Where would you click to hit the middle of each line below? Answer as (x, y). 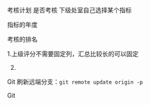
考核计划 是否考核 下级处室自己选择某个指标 (69, 10)
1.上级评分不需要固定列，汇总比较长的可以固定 (73, 54)
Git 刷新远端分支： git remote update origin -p (75, 82)
